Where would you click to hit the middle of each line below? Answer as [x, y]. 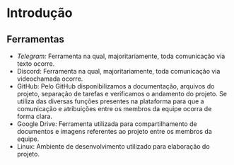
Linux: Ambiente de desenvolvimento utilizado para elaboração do [113, 146]
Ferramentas [35, 39]
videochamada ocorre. [50, 79]
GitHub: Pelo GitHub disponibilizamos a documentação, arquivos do [116, 86]
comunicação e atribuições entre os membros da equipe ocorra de [114, 109]
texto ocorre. [36, 64]
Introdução [40, 13]
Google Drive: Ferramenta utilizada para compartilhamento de [107, 124]
